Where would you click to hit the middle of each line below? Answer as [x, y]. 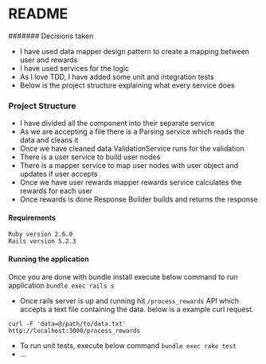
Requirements [32, 217]
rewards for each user [56, 191]
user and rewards [49, 60]
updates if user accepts [59, 174]
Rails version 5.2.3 [43, 241]
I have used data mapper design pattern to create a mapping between [134, 51]
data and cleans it [49, 140]
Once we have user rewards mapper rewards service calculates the [131, 182]
